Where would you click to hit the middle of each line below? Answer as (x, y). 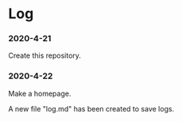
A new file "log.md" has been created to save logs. (91, 108)
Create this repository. (45, 55)
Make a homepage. (40, 93)
